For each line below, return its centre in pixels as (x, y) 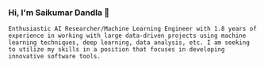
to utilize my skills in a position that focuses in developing (117, 50)
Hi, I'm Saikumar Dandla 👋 (59, 13)
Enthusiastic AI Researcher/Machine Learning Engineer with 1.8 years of (133, 29)
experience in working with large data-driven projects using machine (127, 36)
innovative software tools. (55, 57)
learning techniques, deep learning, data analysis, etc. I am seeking (129, 43)
